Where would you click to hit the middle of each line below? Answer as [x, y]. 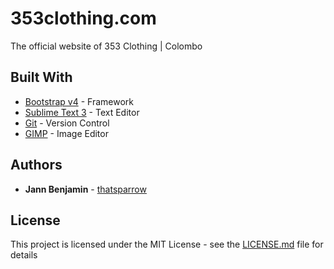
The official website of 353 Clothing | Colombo [106, 46]
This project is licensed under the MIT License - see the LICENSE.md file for [167, 244]
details [24, 255]
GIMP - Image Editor [66, 133]
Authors [36, 165]
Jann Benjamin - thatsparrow [85, 189]
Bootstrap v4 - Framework [79, 101]
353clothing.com [83, 18]
